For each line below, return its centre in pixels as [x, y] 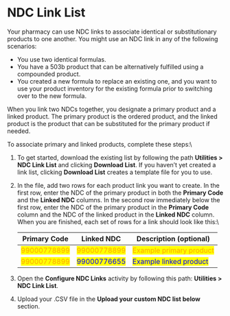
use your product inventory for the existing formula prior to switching [115, 88]
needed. [19, 131]
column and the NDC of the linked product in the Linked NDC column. [116, 215]
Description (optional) [173, 239]
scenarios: [22, 46]
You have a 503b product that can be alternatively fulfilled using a [110, 66]
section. [28, 306]
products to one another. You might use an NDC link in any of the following [113, 38]
